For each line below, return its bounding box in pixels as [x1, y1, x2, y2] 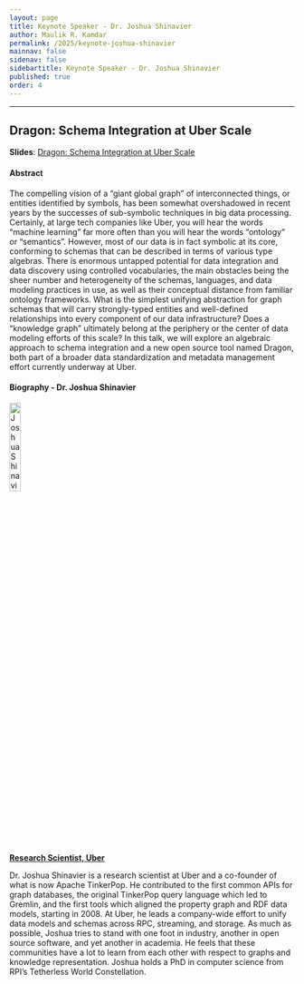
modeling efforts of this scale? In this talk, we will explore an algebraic [9, 332, 271, 343]
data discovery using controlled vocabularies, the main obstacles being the [9, 265, 290, 276]
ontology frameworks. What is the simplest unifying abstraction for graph [9, 294, 282, 305]
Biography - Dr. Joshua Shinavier [9, 382, 137, 393]
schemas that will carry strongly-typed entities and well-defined [9, 303, 249, 314]
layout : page [9, 13, 59, 23]
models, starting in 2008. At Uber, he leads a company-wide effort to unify [9, 908, 287, 919]
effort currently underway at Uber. [9, 361, 138, 372]
